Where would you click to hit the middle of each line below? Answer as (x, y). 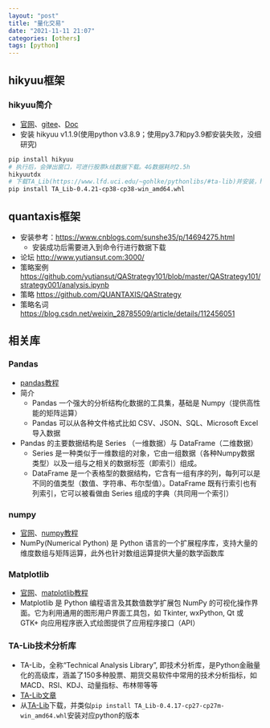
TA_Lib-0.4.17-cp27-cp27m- (180, 706)
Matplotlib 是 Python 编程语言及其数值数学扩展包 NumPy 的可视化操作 (135, 603)
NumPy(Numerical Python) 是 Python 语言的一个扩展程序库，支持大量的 (139, 542)
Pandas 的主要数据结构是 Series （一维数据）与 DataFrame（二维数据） (139, 443)
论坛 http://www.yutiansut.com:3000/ (82, 257)
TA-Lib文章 (38, 695)
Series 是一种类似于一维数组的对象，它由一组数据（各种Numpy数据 (143, 453)
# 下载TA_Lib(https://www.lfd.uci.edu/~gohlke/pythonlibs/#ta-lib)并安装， (134, 182)
